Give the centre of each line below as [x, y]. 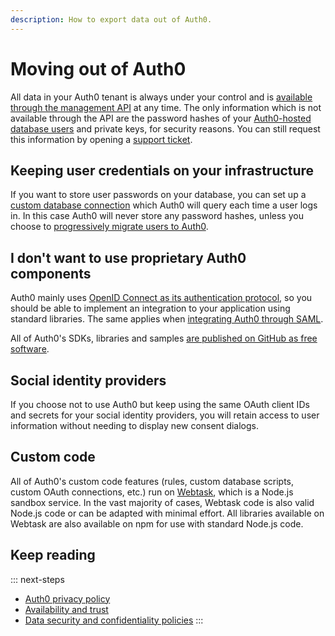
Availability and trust [66, 609]
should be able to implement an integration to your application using [150, 308]
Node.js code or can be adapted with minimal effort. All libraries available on [167, 513]
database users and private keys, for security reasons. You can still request [165, 128]
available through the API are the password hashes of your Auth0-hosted [161, 118]
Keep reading [53, 555]
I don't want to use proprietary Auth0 [128, 257]
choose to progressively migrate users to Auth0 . [109, 227]
